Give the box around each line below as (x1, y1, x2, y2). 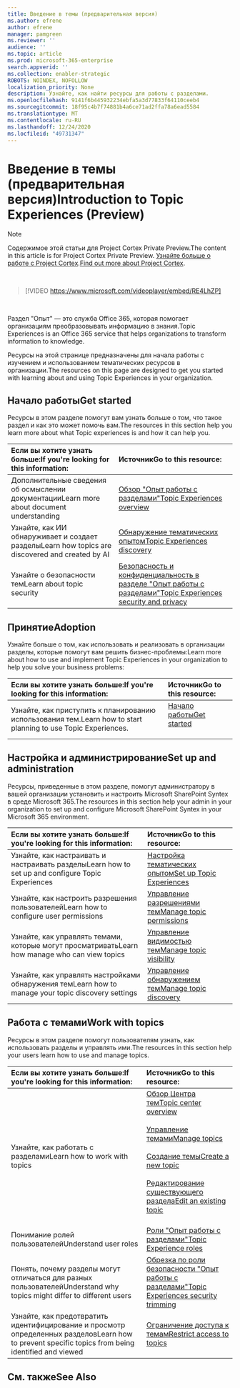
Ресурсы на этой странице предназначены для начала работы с (7, 351, 205, 359)
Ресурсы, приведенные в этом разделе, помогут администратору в (7, 782, 216, 790)
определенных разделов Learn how (11, 1329, 134, 1339)
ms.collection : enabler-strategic (7, 70, 111, 77)
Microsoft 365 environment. (7, 812, 89, 821)
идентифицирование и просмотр (11, 1319, 126, 1329)
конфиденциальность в (118, 570, 200, 580)
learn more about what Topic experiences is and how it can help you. (7, 429, 211, 437)
